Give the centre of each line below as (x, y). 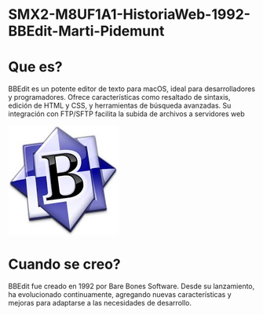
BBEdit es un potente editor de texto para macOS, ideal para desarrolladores (132, 89)
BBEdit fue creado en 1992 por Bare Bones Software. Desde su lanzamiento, (131, 286)
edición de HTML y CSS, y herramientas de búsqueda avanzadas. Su (120, 106)
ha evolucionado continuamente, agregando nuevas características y (120, 295)
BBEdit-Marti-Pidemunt (86, 31)
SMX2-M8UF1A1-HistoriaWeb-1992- (130, 15)
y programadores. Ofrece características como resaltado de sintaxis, (119, 97)
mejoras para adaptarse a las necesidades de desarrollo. (100, 303)
